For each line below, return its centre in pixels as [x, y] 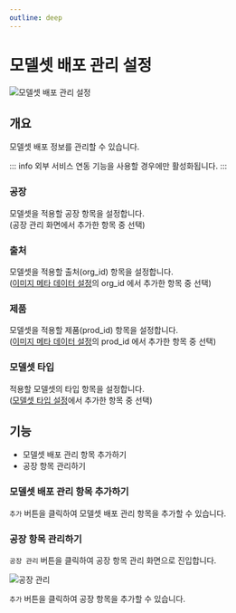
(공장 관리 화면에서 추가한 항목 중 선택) [77, 225]
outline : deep [36, 18]
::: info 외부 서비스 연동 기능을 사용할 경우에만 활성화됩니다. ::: [118, 166]
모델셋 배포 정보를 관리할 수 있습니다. [75, 147]
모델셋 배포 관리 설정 [80, 65]
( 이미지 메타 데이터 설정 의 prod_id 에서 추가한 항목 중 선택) [113, 341]
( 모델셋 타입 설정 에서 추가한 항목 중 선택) [81, 400]
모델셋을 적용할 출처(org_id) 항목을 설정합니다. [91, 272]
